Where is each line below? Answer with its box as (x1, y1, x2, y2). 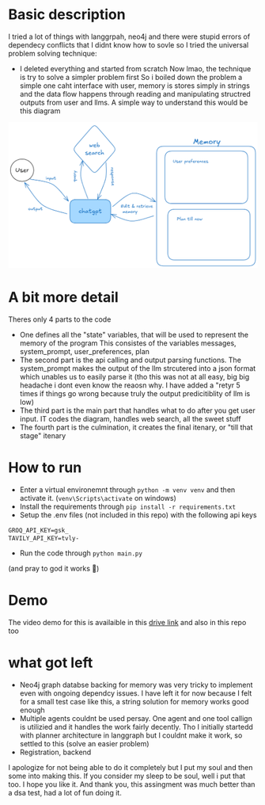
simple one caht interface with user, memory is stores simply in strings (19, 81, 251, 90)
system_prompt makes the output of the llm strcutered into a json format (19, 363, 256, 373)
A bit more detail (8, 288, 119, 306)
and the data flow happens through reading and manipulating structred (19, 89, 251, 98)
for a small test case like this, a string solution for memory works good (19, 696, 249, 706)
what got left (8, 654, 93, 671)
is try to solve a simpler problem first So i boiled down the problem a (19, 72, 243, 82)
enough (19, 705, 45, 715)
